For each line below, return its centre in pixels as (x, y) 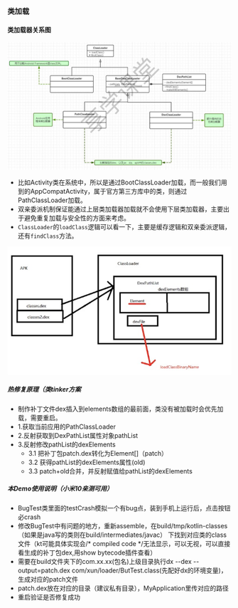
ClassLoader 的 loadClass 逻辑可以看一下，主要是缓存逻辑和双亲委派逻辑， (124, 226)
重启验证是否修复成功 (49, 597)
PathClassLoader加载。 (52, 200)
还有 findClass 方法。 (48, 236)
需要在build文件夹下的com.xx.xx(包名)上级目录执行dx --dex (104, 561)
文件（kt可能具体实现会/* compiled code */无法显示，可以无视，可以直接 (124, 543)
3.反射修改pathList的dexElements (66, 444)
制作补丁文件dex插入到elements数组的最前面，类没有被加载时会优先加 (120, 409)
